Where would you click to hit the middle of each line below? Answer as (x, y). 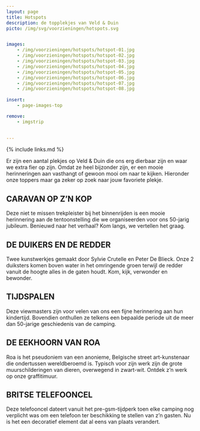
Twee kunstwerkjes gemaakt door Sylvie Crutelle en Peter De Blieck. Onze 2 (100, 259)
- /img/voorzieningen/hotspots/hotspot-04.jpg (76, 66)
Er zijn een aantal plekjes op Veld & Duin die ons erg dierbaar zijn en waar (97, 161)
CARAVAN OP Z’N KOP (49, 198)
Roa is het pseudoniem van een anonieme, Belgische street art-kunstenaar (98, 357)
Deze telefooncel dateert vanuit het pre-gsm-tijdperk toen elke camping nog (100, 409)
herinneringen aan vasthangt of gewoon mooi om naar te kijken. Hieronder (98, 174)
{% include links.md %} (35, 149)
